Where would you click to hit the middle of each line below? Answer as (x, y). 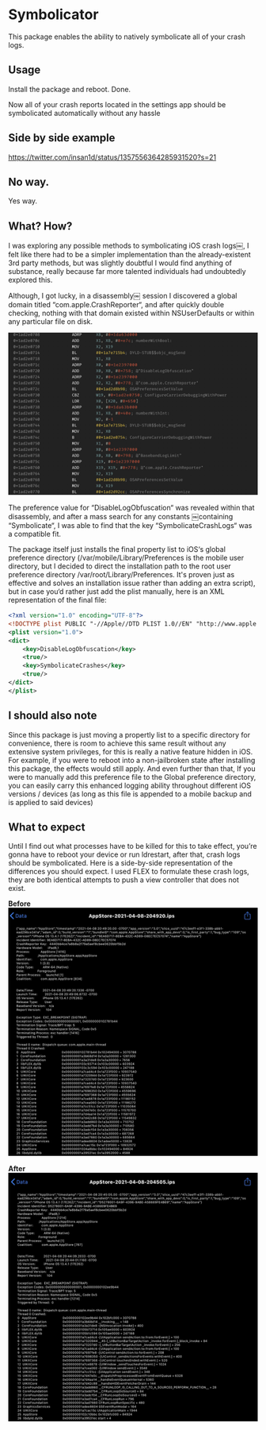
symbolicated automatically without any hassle (84, 113)
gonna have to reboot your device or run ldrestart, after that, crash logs (124, 854)
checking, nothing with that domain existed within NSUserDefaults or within (131, 313)
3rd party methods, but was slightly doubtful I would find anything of (120, 263)
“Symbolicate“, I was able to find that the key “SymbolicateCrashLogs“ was (130, 525)
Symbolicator (53, 15)
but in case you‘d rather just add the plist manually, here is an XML (116, 592)
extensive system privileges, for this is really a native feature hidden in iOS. (131, 751)
